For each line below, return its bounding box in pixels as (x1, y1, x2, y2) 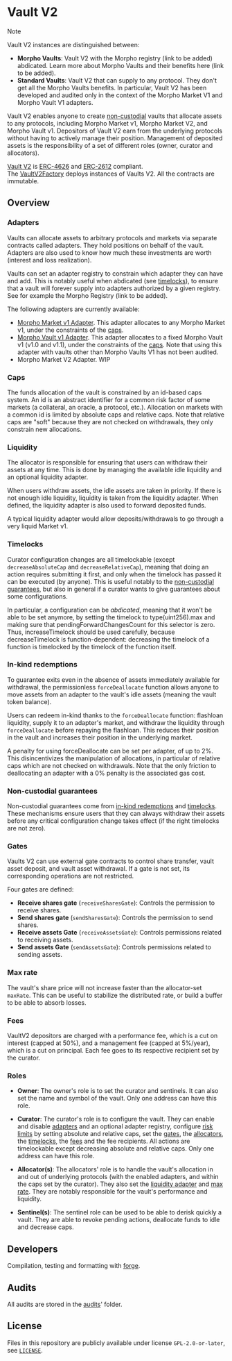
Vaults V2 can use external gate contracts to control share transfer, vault (7, 857, 215, 865)
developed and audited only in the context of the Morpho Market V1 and (17, 91, 223, 99)
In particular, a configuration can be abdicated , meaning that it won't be (7, 606, 213, 614)
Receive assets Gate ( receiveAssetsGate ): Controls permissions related (17, 928, 222, 937)
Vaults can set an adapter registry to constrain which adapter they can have (7, 269, 224, 278)
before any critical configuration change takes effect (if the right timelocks (7, 817, 220, 825)
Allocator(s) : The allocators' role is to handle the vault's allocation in (17, 1165, 213, 1174)
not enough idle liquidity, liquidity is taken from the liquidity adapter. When (7, 494, 219, 502)
